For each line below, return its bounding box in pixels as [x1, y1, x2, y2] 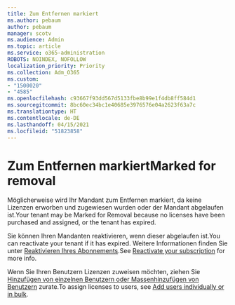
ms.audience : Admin [7, 36, 65, 43]
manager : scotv [7, 29, 52, 37]
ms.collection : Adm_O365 [7, 69, 80, 76]
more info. [7, 254, 37, 263]
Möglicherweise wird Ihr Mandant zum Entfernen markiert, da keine [7, 196, 202, 204]
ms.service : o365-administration [7, 50, 105, 57]
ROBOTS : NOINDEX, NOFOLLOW [7, 56, 86, 63]
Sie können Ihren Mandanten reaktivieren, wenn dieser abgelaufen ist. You [7, 232, 221, 240]
